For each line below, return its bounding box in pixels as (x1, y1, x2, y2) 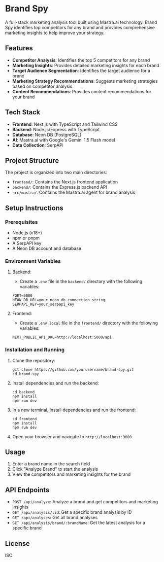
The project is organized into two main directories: (5, 170, 107, 176)
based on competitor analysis (12, 83, 72, 89)
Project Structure (5, 156, 59, 165)
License (5, 539, 30, 548)
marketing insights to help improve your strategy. (5, 30, 105, 35)
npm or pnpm (12, 235, 40, 241)
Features (5, 44, 33, 52)
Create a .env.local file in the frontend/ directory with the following (19, 320, 158, 326)
